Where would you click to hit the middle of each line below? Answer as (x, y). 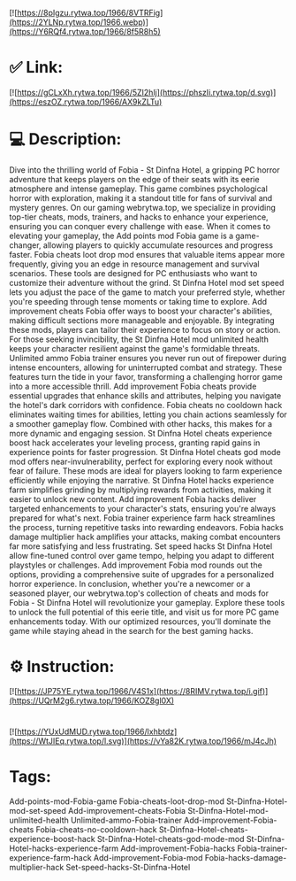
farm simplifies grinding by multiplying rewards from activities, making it (140, 490)
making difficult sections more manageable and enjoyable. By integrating (142, 320)
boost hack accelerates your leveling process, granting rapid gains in (135, 443)
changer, (25, 245)
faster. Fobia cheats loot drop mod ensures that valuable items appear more (147, 254)
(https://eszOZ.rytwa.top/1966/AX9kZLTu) (86, 102)
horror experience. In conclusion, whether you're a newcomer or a (130, 583)
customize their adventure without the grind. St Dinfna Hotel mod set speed (147, 282)
